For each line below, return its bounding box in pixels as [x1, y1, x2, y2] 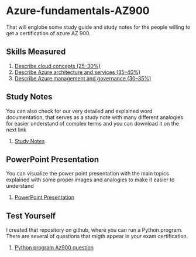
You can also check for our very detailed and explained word [6, 107, 153, 114]
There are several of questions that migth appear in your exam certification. [6, 233, 188, 240]
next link [6, 126, 27, 133]
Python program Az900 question [14, 244, 94, 251]
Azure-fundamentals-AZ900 [6, 4, 150, 18]
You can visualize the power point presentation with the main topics [6, 170, 170, 177]
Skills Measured [6, 47, 66, 57]
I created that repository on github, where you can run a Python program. [6, 226, 183, 234]
